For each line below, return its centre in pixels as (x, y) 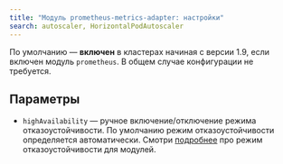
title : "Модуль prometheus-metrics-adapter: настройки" (117, 18)
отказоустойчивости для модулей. (89, 150)
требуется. (30, 71)
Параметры (45, 99)
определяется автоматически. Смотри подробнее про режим (142, 140)
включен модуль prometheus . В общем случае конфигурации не (132, 61)
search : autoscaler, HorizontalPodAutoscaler (96, 26)
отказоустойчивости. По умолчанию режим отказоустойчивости (148, 131)
